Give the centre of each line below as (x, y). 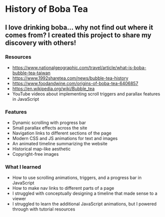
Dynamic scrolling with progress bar (49, 123)
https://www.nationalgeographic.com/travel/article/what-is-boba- (79, 67)
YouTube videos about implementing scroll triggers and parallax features (86, 94)
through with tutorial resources (44, 209)
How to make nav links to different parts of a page (63, 188)
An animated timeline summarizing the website (60, 144)
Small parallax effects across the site (50, 128)
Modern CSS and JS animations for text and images (65, 138)
